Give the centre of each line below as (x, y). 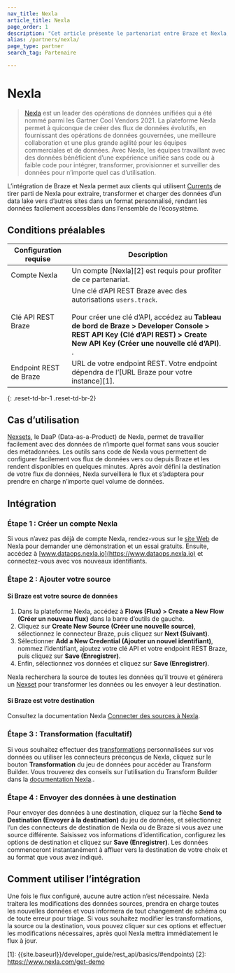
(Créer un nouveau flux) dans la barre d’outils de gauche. (101, 619)
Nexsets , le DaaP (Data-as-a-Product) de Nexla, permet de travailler (106, 437)
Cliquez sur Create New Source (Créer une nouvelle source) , (106, 626)
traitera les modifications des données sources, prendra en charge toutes (113, 903)
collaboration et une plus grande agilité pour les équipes (106, 142)
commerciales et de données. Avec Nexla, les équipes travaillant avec (125, 150)
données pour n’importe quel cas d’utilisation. (90, 172)
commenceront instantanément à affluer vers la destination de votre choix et (117, 850)
